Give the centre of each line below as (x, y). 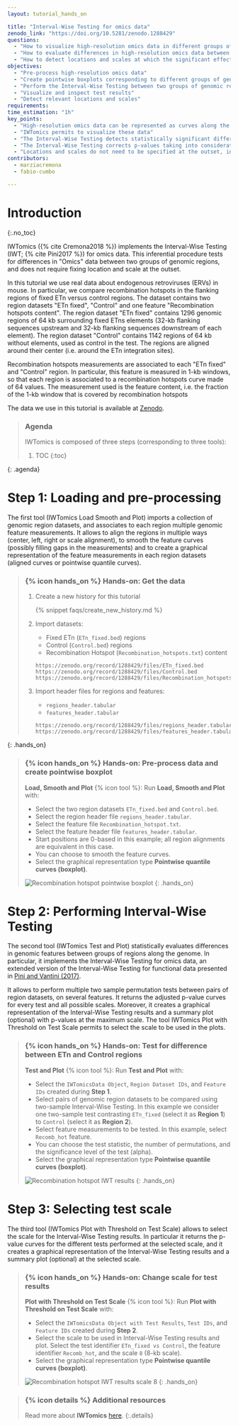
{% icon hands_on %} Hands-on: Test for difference (116, 1046)
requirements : (28, 106)
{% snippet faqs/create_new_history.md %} (99, 610)
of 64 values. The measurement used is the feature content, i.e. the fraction (118, 386)
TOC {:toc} (51, 455)
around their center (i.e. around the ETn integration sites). (91, 350)
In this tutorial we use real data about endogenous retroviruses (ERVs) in (113, 282)
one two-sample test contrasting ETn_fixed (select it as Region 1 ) (130, 1114)
